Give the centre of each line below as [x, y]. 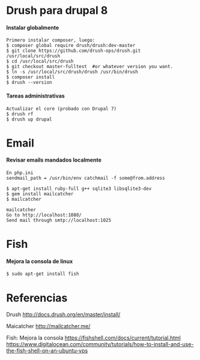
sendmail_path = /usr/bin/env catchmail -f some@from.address [86, 178]
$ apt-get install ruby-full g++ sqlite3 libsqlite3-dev [79, 188]
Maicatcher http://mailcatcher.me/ [48, 326]
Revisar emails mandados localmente [54, 160]
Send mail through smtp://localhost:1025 [59, 220]
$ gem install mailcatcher [40, 194]
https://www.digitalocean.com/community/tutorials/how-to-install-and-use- [100, 344]
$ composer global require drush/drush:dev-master [71, 46]
